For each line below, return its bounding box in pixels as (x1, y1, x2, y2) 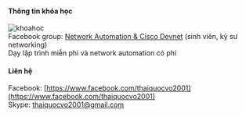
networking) (8, 40, 48, 50)
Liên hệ (8, 66, 33, 76)
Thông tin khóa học (8, 6, 73, 16)
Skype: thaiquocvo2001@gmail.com (8, 100, 124, 109)
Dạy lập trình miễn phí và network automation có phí (8, 48, 177, 58)
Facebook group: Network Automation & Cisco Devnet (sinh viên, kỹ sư (8, 32, 238, 41)
